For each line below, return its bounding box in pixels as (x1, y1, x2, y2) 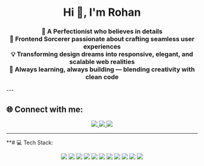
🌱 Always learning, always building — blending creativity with (8, 65, 195, 74)
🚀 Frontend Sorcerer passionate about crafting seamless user (9, 35, 195, 43)
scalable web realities (69, 58, 135, 66)
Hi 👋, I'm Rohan (63, 5, 141, 19)
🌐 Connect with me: (6, 104, 83, 114)
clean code (85, 73, 119, 81)
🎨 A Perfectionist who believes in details (41, 27, 163, 36)
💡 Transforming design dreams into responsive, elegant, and (11, 50, 193, 58)
